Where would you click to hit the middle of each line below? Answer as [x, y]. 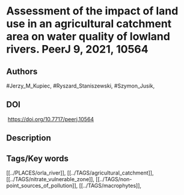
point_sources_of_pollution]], [42, 186]
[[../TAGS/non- [114, 179]
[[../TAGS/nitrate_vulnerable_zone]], [51, 179]
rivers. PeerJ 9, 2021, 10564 [77, 49]
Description [29, 138]
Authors [22, 71]
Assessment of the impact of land [92, 11]
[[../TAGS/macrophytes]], [110, 186]
